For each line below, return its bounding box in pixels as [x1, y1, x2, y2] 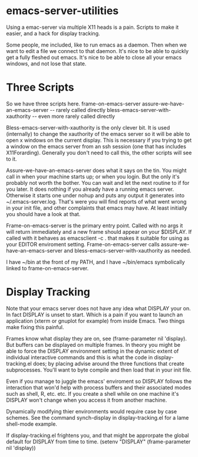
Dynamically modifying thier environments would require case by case [6, 408, 177, 415]
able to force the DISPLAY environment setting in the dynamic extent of [6, 347, 179, 355]
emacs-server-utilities [6, 4, 119, 18]
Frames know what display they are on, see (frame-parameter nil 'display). [6, 335, 187, 342]
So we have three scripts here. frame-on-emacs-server [6, 100, 141, 107]
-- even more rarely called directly [32, 112, 115, 120]
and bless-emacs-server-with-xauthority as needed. [64, 247, 192, 254]
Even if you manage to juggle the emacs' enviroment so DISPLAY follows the [6, 377, 192, 385]
